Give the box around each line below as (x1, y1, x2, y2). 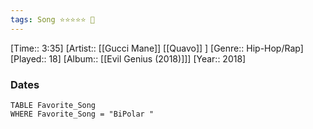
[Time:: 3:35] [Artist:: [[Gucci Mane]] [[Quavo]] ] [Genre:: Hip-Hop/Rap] (10, 42, 304, 54)
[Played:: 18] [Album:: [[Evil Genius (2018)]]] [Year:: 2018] (10, 52, 247, 65)
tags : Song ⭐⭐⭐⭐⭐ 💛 (10, 14, 95, 25)
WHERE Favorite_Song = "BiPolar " (10, 109, 155, 119)
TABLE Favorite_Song (10, 100, 97, 110)
